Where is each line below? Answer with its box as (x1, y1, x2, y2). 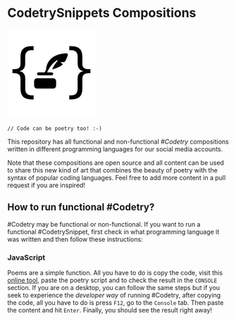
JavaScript (7, 252, 46, 262)
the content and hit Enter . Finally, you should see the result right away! (7, 306, 213, 315)
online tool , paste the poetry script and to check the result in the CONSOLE (7, 276, 218, 284)
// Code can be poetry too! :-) (7, 125, 102, 132)
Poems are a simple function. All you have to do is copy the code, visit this (7, 269, 223, 277)
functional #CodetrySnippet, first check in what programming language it (7, 227, 220, 236)
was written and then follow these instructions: (7, 234, 143, 244)
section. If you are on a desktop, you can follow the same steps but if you (7, 284, 221, 292)
